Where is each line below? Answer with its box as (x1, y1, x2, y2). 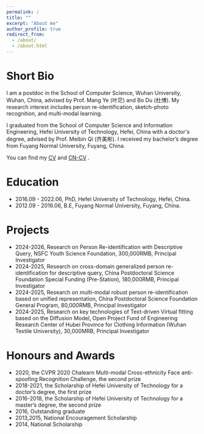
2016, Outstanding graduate (15, 407, 85, 415)
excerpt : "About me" (6, 20, 59, 26)
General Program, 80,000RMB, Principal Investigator (15, 301, 147, 309)
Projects (6, 223, 50, 237)
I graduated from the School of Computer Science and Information (6, 121, 173, 128)
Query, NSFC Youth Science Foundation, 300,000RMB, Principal (15, 250, 177, 257)
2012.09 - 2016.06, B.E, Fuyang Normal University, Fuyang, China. (15, 201, 181, 209)
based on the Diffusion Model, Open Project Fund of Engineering (15, 314, 178, 321)
